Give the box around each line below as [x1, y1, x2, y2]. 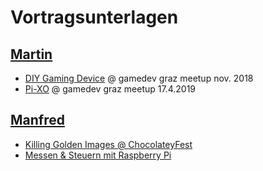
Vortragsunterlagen [10, 6, 179, 29]
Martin [10, 46, 53, 63]
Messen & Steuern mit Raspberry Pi [24, 149, 172, 161]
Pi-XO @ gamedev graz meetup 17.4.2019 [24, 83, 197, 95]
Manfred [10, 112, 65, 129]
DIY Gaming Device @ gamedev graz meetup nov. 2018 [24, 72, 254, 84]
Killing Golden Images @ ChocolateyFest [24, 138, 193, 150]
